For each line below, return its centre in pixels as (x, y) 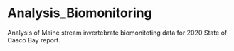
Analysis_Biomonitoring (80, 13)
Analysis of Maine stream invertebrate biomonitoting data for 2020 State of (117, 33)
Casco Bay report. (34, 40)
